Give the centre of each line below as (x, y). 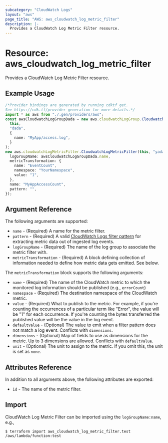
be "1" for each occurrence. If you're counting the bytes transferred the (86, 314)
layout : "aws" (20, 15)
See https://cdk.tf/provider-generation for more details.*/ (70, 110)
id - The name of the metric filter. (47, 389)
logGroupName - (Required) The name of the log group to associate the (84, 247)
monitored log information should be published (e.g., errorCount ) (79, 288)
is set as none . (27, 352)
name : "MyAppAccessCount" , (38, 184)
